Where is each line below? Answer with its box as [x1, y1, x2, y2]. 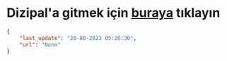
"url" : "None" [19, 41, 61, 48]
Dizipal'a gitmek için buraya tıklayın [6, 5, 221, 21]
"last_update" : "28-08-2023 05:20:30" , [19, 34, 137, 41]
